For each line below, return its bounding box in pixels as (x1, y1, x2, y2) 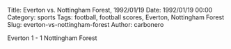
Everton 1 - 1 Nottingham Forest (7, 34, 97, 42)
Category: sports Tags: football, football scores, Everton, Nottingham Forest (7, 13, 225, 21)
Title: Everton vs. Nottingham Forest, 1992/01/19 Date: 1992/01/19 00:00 (7, 6, 213, 14)
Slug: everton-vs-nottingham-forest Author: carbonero (7, 21, 164, 28)
